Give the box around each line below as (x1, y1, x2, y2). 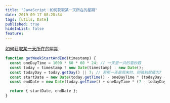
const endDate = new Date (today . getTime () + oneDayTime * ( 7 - (10, 79, 146, 84)
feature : (5, 31, 24, 36)
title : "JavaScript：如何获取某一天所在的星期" (5, 7, 98, 13)
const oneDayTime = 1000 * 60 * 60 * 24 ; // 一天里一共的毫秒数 (10, 60, 142, 65)
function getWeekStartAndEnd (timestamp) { (5, 56, 96, 61)
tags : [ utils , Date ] (5, 17, 49, 22)
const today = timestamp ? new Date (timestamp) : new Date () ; (10, 65, 144, 70)
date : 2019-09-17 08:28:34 (5, 12, 62, 17)
